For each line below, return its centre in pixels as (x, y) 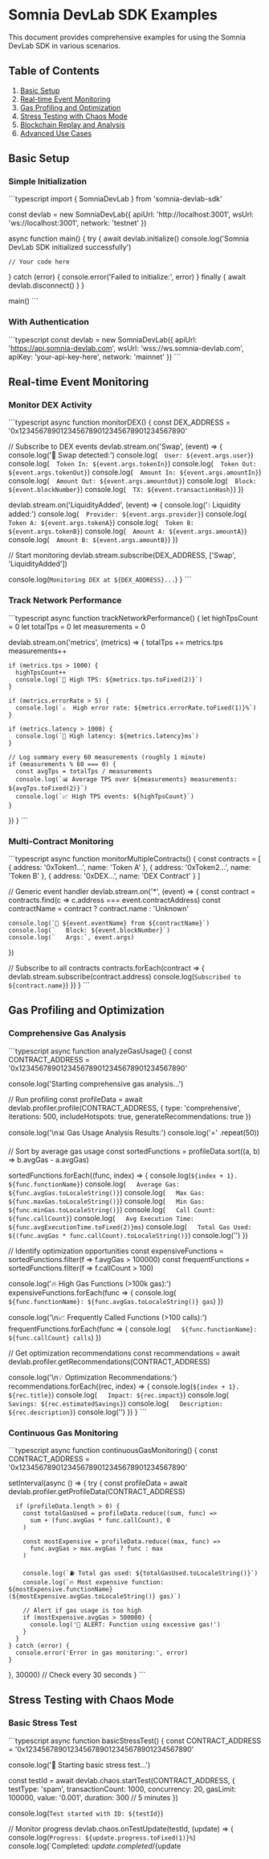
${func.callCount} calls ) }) (55, 1337)
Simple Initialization (47, 181)
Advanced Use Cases (56, 133)
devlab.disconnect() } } (47, 286)
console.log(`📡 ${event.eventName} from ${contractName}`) (109, 924)
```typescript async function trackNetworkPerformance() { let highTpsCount (133, 618)
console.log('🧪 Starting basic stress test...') (79, 1765)
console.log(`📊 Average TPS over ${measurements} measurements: (126, 779)
